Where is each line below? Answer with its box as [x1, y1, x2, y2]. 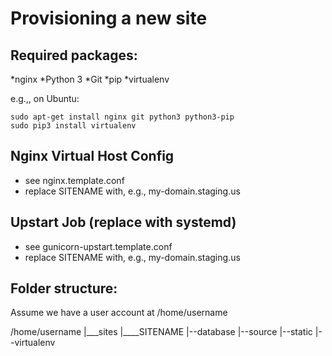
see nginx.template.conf [24, 174, 125, 186]
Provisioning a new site [10, 7, 208, 30]
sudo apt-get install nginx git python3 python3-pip [10, 112, 235, 122]
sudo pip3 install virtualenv [10, 121, 137, 131]
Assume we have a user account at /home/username [10, 307, 228, 319]
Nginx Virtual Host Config [10, 148, 175, 165]
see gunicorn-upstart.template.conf [24, 240, 173, 252]
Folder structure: [10, 280, 118, 297]
